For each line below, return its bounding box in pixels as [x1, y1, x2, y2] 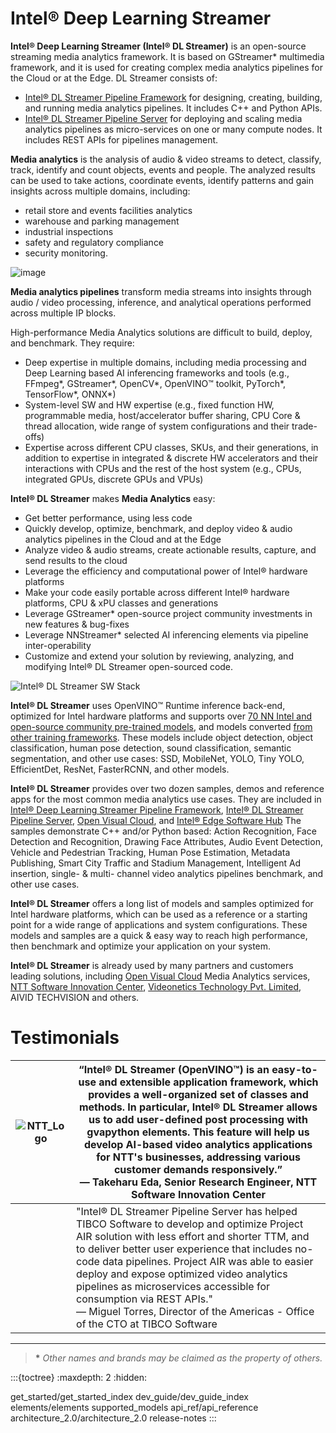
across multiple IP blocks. [10, 307, 117, 319]
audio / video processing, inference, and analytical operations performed [10, 296, 312, 308]
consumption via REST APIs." [76, 1292, 214, 1306]
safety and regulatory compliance [24, 236, 165, 248]
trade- [291, 420, 318, 432]
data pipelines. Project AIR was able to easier [102, 1254, 314, 1268]
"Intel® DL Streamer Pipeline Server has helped [76, 1204, 298, 1218]
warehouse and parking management [24, 215, 180, 227]
